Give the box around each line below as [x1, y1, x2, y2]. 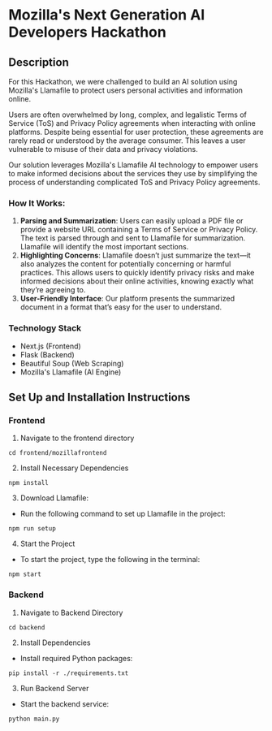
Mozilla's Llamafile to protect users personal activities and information [8, 85, 244, 95]
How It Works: [8, 197, 66, 209]
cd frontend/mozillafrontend [8, 449, 107, 457]
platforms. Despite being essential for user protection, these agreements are [8, 128, 264, 136]
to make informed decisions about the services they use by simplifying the [8, 169, 257, 178]
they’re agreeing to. [19, 285, 86, 295]
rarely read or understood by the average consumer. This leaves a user [8, 136, 246, 145]
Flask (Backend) [19, 349, 75, 359]
